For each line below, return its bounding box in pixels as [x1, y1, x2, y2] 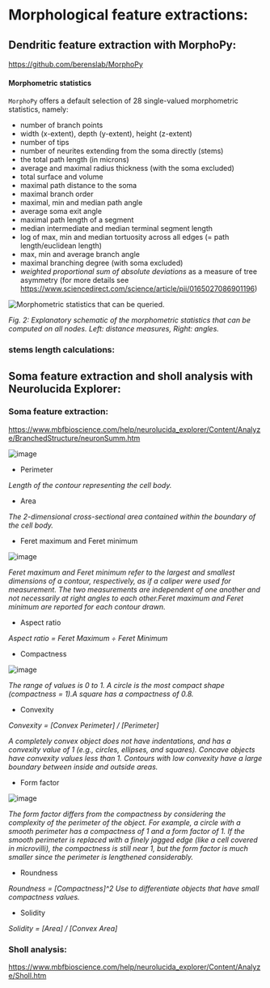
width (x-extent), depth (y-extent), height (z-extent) [19, 129, 192, 139]
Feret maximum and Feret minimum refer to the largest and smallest [8, 567, 235, 577]
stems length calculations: [8, 344, 116, 356]
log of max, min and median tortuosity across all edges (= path [19, 233, 230, 242]
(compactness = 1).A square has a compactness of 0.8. [8, 689, 194, 699]
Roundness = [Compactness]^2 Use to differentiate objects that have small [8, 883, 259, 893]
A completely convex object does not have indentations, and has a [8, 736, 232, 746]
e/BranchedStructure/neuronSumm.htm [8, 433, 141, 443]
